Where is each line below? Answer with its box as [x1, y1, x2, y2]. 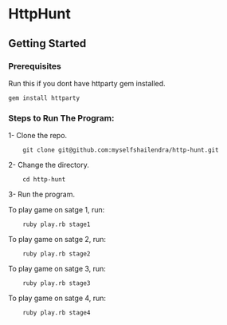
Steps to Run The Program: [8, 113, 115, 124]
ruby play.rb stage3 [22, 279, 91, 287]
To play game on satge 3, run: [8, 264, 106, 274]
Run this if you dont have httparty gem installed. [8, 78, 166, 88]
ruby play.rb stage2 [22, 250, 91, 258]
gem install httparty [8, 93, 80, 102]
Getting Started [8, 37, 87, 50]
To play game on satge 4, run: [8, 293, 106, 303]
